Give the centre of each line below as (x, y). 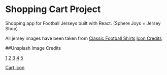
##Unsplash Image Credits (33, 48)
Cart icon (15, 67)
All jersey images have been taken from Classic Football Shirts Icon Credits (84, 38)
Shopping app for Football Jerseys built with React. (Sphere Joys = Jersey (83, 23)
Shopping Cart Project (53, 9)
